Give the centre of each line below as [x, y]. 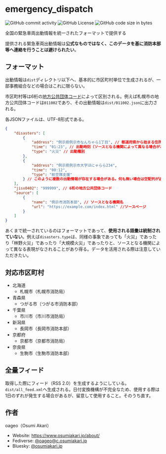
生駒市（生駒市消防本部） [46, 353]
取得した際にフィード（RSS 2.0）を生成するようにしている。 [67, 383]
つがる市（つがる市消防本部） [50, 304]
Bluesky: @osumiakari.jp [37, 446]
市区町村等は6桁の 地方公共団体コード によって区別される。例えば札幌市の [80, 96]
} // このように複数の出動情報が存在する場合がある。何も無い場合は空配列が [91, 179]
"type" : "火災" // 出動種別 [58, 152]
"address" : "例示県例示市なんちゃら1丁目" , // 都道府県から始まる [93, 142]
